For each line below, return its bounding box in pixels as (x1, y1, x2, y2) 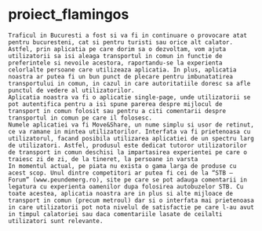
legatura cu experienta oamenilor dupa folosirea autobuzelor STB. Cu (8, 182, 244, 190)
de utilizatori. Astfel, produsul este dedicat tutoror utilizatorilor (8, 141, 247, 149)
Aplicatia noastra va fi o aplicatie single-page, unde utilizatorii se (8, 93, 251, 101)
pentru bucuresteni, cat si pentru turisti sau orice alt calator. (8, 38, 234, 46)
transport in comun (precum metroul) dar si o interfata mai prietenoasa (8, 196, 255, 204)
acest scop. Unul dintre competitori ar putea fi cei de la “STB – (8, 169, 234, 177)
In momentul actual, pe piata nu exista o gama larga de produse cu (8, 162, 237, 170)
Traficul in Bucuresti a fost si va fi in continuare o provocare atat (8, 31, 247, 39)
